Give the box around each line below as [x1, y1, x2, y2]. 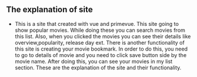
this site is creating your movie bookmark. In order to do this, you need [14, 45, 188, 52]
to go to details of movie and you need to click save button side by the [14, 51, 187, 58]
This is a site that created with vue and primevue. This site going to [14, 20, 179, 27]
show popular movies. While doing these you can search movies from [14, 26, 186, 34]
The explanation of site [6, 5, 93, 15]
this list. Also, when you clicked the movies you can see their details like [14, 32, 191, 40]
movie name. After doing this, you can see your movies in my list [14, 58, 173, 65]
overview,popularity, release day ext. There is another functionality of [14, 39, 185, 46]
